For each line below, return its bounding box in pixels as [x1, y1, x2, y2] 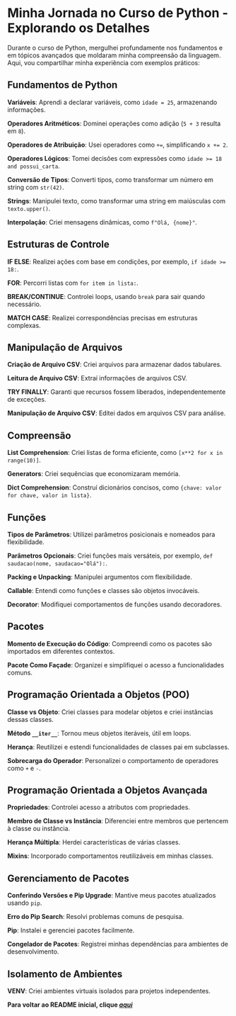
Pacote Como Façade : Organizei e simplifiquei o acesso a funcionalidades [7, 660, 225, 669]
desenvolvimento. [7, 947, 59, 956]
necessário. [7, 300, 42, 308]
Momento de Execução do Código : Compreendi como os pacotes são [7, 639, 212, 648]
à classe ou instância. [7, 824, 71, 833]
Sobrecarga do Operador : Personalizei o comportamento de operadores [7, 756, 219, 764]
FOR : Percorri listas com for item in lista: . [7, 278, 139, 287]
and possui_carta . [7, 162, 60, 170]
